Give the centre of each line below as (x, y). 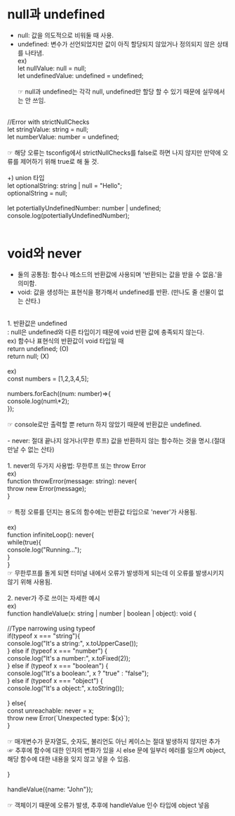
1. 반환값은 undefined (37, 323)
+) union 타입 (26, 177)
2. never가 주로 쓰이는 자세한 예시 (54, 598)
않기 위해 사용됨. (30, 582)
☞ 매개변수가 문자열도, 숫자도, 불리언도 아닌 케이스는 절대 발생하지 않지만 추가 (114, 741)
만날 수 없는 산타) (31, 449)
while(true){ (24, 542)
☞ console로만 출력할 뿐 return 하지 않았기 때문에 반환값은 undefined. (105, 424)
